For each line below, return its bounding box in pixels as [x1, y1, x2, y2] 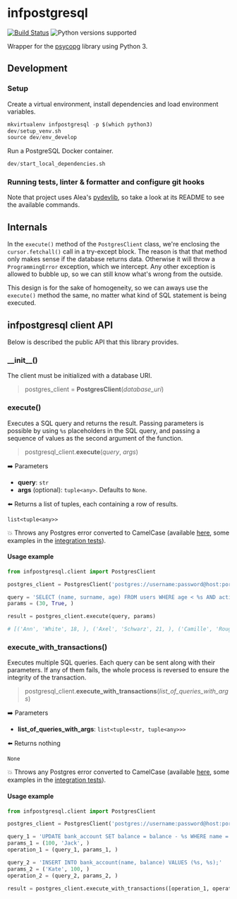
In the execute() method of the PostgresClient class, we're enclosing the [7, 240, 220, 249]
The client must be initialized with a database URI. [7, 371, 152, 380]
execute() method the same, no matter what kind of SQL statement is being [7, 291, 227, 299]
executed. [7, 299, 37, 307]
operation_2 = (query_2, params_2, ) [7, 872, 119, 879]
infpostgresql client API [7, 319, 114, 331]
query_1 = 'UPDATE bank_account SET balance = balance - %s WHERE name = [7, 833, 229, 840]
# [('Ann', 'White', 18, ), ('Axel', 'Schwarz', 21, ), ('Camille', [7, 626, 213, 633]
